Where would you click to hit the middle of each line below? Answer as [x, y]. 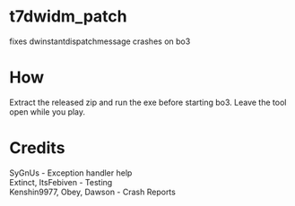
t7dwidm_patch [68, 17]
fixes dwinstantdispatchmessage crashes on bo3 [100, 41]
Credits [37, 148]
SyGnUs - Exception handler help [71, 173]
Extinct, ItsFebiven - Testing [61, 182]
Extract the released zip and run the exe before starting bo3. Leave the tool [148, 102]
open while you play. [48, 112]
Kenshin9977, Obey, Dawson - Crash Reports [93, 192]
